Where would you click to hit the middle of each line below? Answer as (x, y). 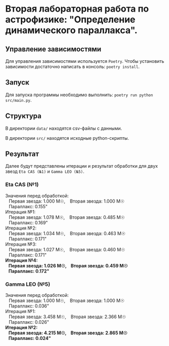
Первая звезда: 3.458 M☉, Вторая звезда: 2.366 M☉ (67, 317)
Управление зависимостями (53, 49)
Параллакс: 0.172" (29, 271)
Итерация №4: (22, 260)
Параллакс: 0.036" (29, 306)
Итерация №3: (21, 244)
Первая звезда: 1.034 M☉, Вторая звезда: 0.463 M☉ (67, 233)
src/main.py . (19, 100)
